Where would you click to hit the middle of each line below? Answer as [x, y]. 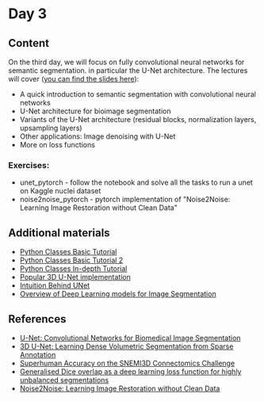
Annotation [38, 354]
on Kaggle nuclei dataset [60, 191]
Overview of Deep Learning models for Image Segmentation [118, 294]
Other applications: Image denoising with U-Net [98, 136]
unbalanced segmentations [64, 380]
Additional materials [59, 233]
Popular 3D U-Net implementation [75, 277]
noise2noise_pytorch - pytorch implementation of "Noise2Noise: [125, 200]
